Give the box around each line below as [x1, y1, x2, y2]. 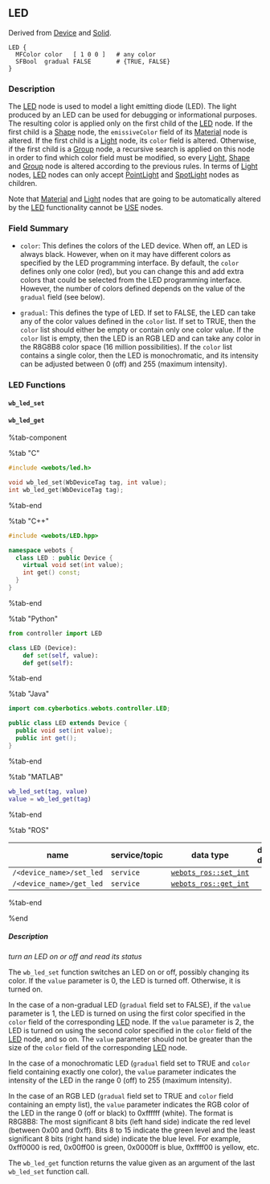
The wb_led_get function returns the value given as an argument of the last [8, 1158, 256, 1168]
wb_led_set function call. [8, 1167, 90, 1177]
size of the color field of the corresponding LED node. [8, 1043, 188, 1053]
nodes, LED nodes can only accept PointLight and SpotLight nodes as [8, 170, 239, 180]
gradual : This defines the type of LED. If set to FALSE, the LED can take [19, 308, 256, 317]
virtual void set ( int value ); [22, 561, 125, 569]
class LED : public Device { [15, 553, 113, 562]
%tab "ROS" [8, 825, 50, 834]
